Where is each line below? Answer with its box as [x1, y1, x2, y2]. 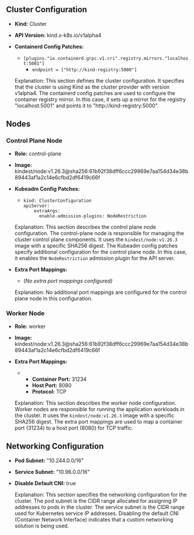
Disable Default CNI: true [14, 479, 76, 486]
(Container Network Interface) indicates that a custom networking [14, 516, 174, 523]
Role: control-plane [14, 150, 61, 157]
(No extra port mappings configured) [23, 277, 113, 284]
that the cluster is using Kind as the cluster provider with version [14, 83, 170, 90]
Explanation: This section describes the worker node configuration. [14, 399, 176, 407]
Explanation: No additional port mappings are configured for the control [14, 289, 187, 296]
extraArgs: [34, 208, 60, 214]
